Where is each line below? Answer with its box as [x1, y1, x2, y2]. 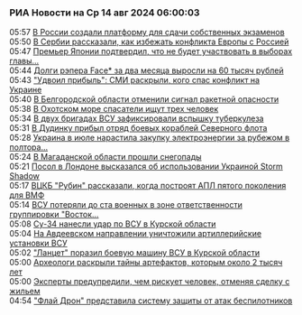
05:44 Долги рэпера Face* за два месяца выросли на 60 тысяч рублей [9, 65, 284, 76]
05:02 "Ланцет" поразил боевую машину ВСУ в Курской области [9, 247, 261, 258]
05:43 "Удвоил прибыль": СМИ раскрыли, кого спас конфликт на [9, 75, 260, 86]
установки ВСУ [9, 237, 68, 249]
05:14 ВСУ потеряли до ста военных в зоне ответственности [9, 199, 243, 210]
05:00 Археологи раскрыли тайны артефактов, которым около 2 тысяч [9, 257, 283, 268]
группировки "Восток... [9, 209, 99, 220]
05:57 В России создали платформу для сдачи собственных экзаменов [9, 27, 286, 38]
